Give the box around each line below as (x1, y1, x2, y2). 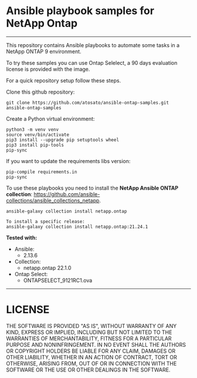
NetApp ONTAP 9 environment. (6, 48, 81, 55)
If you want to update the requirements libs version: (6, 157, 131, 164)
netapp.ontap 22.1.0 (23, 264, 72, 271)
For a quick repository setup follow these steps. (6, 77, 121, 84)
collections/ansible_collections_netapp (6, 197, 100, 204)
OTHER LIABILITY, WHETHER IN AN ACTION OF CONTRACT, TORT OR (6, 353, 177, 360)
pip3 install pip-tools (6, 142, 64, 148)
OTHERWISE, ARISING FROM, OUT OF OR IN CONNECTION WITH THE (6, 360, 177, 367)
